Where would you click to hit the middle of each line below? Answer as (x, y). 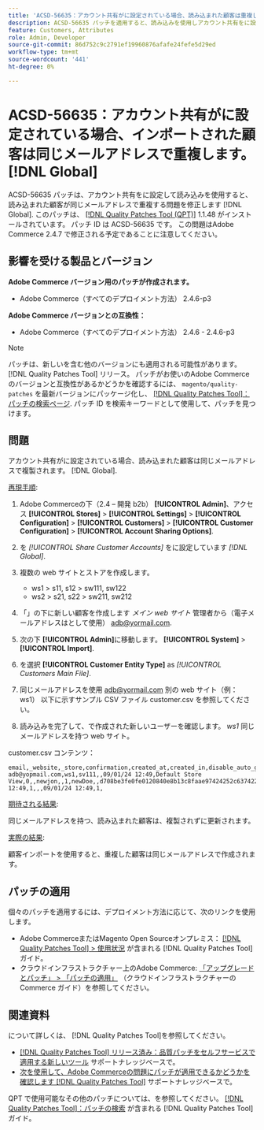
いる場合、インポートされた (152, 134)
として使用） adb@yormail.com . (120, 623)
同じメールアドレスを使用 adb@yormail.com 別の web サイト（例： (128, 690)
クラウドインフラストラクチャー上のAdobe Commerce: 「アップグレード (137, 968)
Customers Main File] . (55, 674)
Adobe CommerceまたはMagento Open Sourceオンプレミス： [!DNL (130, 939)
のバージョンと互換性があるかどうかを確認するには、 (94, 384)
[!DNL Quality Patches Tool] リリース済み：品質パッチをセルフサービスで (137, 1052)
